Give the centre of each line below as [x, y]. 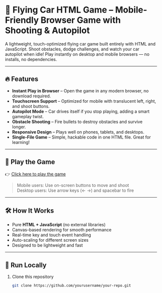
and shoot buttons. [31, 106]
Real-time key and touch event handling [52, 235]
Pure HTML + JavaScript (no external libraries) [59, 225]
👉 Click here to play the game [35, 174]
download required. [31, 96]
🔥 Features [22, 79]
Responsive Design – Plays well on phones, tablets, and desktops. [78, 132]
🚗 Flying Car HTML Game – [59, 10]
